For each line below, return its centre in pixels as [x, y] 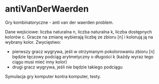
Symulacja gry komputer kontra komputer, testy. [53, 76]
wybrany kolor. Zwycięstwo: [33, 42]
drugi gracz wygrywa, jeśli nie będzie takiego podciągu [67, 67]
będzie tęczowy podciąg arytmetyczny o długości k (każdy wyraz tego [83, 56]
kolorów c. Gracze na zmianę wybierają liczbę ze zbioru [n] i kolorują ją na [79, 37]
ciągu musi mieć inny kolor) [40, 62]
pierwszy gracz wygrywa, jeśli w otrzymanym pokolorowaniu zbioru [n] [83, 51]
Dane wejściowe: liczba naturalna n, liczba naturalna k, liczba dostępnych [79, 32]
